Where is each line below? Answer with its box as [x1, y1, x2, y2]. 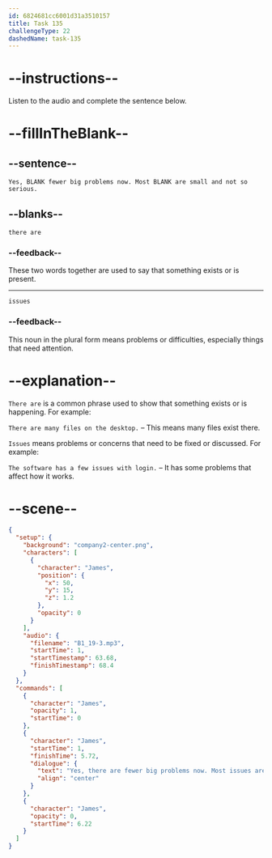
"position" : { [37, 571, 85, 580]
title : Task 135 [8, 19, 63, 28]
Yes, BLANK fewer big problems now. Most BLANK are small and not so [8, 178, 249, 186]
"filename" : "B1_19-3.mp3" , [29, 639, 125, 648]
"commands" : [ [15, 684, 63, 692]
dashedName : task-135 [8, 34, 82, 43]
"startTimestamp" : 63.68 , [29, 654, 117, 662]
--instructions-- [8, 70, 119, 87]
